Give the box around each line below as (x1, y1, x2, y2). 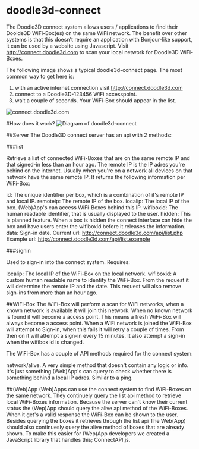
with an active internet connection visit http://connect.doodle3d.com (14, 84, 183, 91)
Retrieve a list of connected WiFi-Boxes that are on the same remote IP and (6, 154, 190, 161)
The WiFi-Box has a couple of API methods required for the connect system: (6, 350, 193, 357)
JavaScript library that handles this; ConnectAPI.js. (6, 436, 131, 443)
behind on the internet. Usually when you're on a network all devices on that (6, 167, 193, 174)
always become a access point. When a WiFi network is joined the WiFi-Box (6, 319, 192, 326)
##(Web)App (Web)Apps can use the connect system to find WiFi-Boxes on (6, 385, 192, 393)
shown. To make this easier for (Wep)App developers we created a (6, 429, 170, 437)
